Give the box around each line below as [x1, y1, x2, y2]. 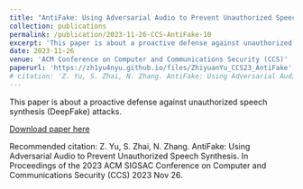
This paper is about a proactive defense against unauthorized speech [9, 96, 268, 107]
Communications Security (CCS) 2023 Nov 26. [9, 169, 183, 180]
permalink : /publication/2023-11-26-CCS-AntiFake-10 [9, 30, 212, 39]
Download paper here [9, 123, 90, 134]
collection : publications [9, 22, 106, 31]
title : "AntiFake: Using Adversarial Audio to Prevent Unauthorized [9, 13, 272, 22]
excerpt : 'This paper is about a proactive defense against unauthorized [9, 38, 293, 48]
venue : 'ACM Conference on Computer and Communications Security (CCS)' [9, 55, 289, 64]
